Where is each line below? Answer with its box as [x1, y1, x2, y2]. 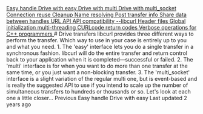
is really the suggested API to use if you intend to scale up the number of [6, 81, 188, 89]
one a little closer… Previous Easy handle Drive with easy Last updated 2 [6, 95, 188, 101]
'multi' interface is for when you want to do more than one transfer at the [6, 62, 188, 69]
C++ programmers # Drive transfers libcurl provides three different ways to [6, 30, 194, 37]
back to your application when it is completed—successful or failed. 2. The [6, 56, 193, 63]
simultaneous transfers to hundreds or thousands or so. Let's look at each [6, 88, 191, 95]
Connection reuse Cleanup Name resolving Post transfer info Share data [6, 11, 187, 18]
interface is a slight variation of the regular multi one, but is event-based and [6, 75, 198, 82]
